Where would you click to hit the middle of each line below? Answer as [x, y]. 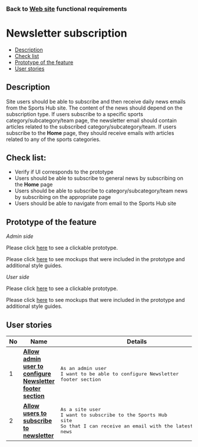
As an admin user [84, 368]
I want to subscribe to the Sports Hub [114, 415]
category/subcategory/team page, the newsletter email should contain [91, 120]
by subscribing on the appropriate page [63, 197]
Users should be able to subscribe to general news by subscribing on [99, 178]
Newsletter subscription [67, 33]
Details [137, 342]
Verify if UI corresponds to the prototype [64, 172]
